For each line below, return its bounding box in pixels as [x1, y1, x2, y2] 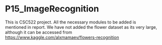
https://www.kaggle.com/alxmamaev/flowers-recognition [5, 34, 119, 40]
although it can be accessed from [5, 29, 72, 35]
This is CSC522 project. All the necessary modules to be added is [5, 19, 136, 25]
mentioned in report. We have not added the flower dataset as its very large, [5, 24, 158, 30]
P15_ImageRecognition [5, 3, 99, 14]
